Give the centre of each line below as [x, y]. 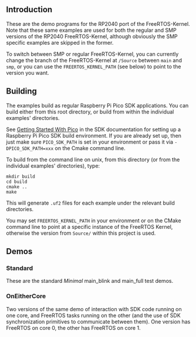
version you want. [28, 72]
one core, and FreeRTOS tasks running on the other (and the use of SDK [93, 315]
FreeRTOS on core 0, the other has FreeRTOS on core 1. [73, 328]
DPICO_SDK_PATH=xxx [30, 149]
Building [21, 91]
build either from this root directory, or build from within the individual [90, 112]
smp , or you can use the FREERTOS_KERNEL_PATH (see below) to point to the [94, 66]
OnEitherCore [26, 296]
